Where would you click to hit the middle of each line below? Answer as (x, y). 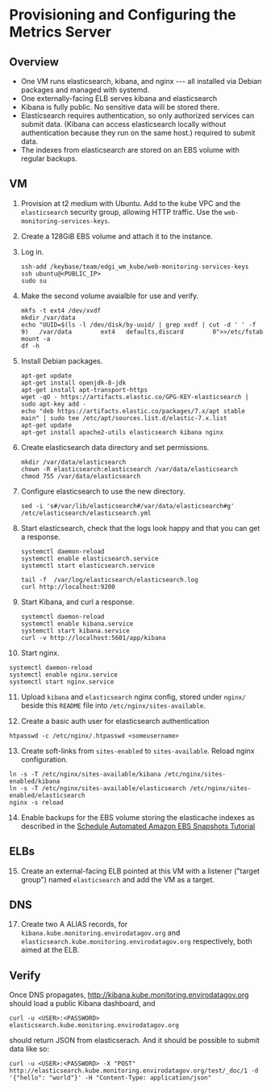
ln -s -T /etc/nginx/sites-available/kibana (85, 774)
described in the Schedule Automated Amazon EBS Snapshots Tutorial (138, 826)
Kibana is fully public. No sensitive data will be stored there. (120, 107)
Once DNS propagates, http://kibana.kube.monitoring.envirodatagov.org (129, 995)
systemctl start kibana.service (75, 631)
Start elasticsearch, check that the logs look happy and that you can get (140, 528)
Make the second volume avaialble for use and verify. (110, 296)
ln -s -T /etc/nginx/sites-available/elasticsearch (98, 788)
